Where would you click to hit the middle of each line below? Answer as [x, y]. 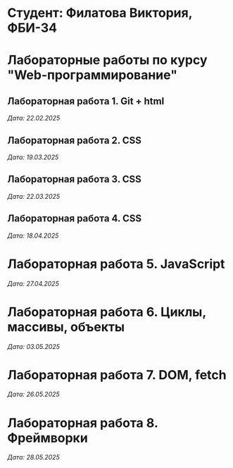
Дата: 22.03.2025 [34, 196]
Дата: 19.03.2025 [33, 157]
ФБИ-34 [32, 28]
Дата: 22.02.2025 [34, 118]
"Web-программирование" [93, 75]
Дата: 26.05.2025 [33, 394]
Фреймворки [48, 438]
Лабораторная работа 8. [83, 423]
